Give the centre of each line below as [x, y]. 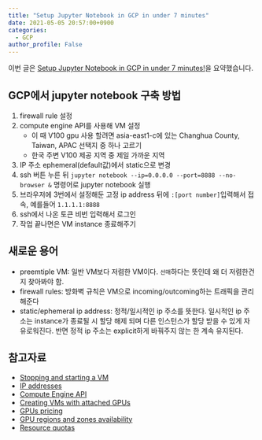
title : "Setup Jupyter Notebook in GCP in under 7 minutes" [109, 15]
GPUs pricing [41, 411]
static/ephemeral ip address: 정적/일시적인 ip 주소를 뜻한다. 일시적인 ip [131, 311]
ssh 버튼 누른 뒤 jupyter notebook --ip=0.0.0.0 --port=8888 [117, 175]
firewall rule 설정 [46, 116]
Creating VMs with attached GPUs [75, 402]
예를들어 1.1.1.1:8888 [65, 204]
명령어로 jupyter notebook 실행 [102, 184]
